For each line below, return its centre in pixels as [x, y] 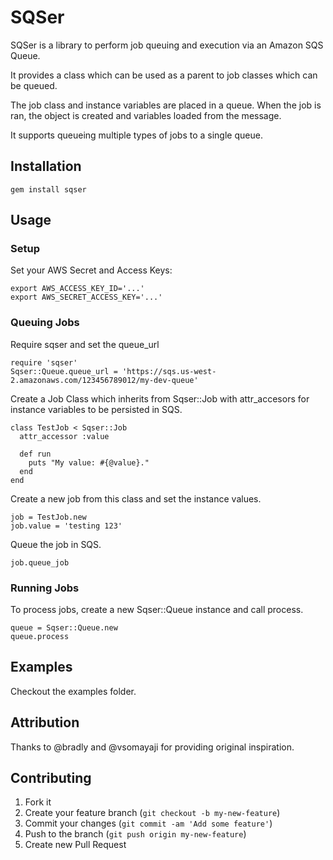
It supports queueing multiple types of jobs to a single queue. [136, 135]
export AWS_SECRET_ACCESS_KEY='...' [86, 297]
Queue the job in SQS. [56, 544]
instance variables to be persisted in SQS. [96, 409]
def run [35, 454]
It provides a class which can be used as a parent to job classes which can [164, 75]
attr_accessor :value [64, 436]
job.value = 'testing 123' [66, 526]
